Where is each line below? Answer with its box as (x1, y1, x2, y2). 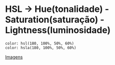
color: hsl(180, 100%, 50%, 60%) (5, 41, 74, 46)
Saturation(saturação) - (5, 14, 105, 25)
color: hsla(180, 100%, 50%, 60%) (5, 45, 77, 50)
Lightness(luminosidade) (5, 25, 111, 36)
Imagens (5, 54, 23, 60)
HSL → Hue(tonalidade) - (5, 3, 109, 15)
